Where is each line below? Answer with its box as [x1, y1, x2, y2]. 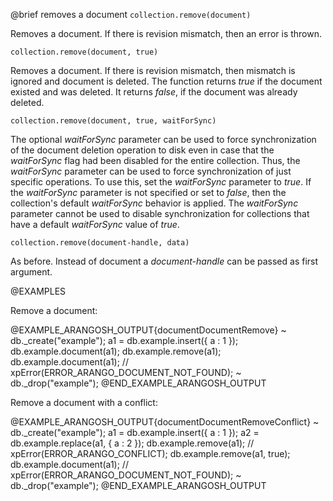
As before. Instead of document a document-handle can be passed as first [10, 255, 319, 267]
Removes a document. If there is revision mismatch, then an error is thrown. [10, 28, 323, 39]
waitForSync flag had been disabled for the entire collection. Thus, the [10, 155, 301, 166]
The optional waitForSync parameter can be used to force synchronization [10, 134, 317, 145]
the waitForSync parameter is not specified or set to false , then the [10, 187, 287, 198]
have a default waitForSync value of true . [10, 219, 180, 230]
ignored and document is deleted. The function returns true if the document [10, 75, 323, 87]
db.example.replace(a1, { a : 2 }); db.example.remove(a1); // [10, 437, 255, 449]
